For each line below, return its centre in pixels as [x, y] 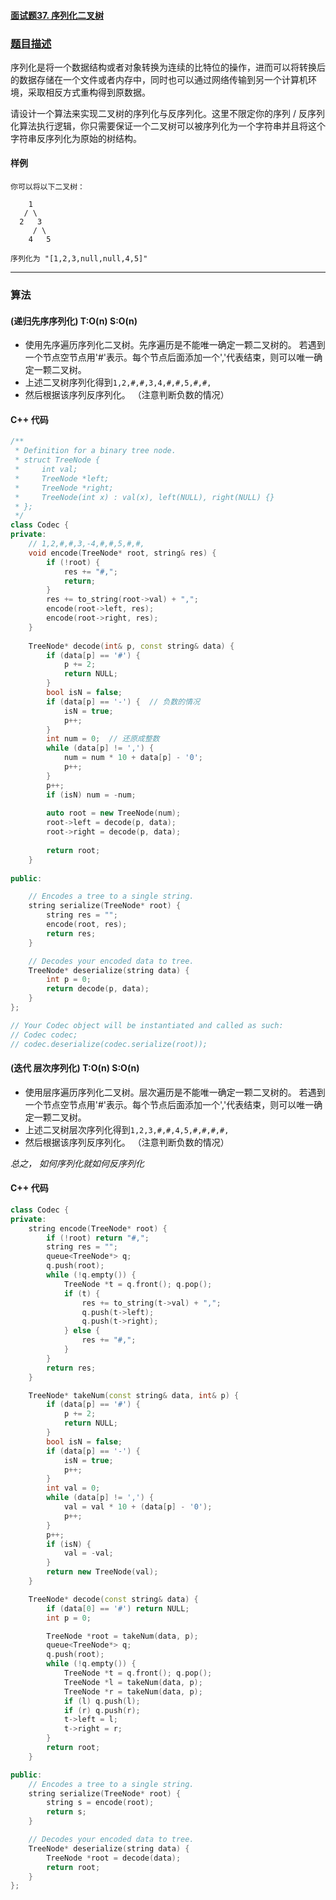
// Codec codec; [44, 1035]
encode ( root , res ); [87, 925]
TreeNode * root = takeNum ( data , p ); [122, 1636]
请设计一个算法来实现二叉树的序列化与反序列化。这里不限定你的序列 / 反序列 [167, 113]
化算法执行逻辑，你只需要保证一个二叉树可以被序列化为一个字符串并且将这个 [168, 126]
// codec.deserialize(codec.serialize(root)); [109, 1044]
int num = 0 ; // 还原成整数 [103, 739]
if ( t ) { [82, 1293]
